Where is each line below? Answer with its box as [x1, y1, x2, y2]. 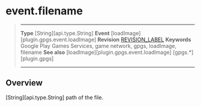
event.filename [5, 4, 83, 18]
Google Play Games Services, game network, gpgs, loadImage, [20, 42, 177, 49]
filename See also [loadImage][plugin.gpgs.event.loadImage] [20, 48, 172, 56]
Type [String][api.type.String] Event [20, 29, 110, 36]
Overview [5, 78, 43, 88]
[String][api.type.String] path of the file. [5, 94, 104, 101]
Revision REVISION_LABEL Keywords [97, 36, 191, 43]
